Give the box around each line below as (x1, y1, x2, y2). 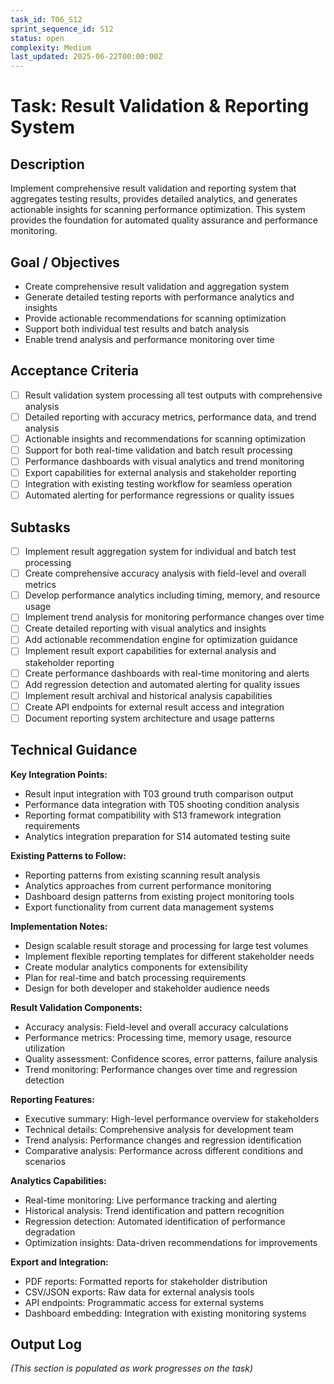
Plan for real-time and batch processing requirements (24, 971, 247, 983)
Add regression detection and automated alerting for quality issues (24, 678, 301, 690)
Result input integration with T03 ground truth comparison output (24, 787, 294, 800)
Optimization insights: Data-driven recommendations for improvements (24, 1236, 318, 1248)
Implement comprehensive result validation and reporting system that (10, 182, 297, 195)
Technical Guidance (10, 742, 138, 759)
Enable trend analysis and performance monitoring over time (24, 333, 275, 345)
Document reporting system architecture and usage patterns (24, 712, 275, 724)
